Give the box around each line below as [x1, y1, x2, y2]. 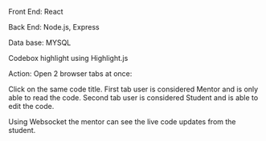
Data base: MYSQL [8, 38, 72, 47]
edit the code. [8, 102, 55, 111]
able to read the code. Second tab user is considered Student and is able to [8, 93, 259, 103]
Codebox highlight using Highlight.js [8, 54, 129, 62]
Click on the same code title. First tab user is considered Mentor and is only [8, 84, 259, 94]
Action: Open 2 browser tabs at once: [8, 69, 133, 79]
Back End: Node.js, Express [8, 22, 100, 31]
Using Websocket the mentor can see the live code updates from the [8, 117, 236, 127]
